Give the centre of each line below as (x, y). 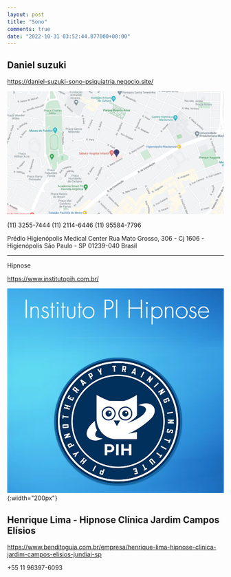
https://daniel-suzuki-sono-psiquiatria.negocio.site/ (80, 82)
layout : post (26, 14)
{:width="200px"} (32, 498)
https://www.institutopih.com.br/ (53, 279)
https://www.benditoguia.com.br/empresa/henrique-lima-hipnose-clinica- (112, 547)
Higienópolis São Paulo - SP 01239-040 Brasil (72, 246)
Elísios (22, 531)
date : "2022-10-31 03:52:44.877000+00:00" (69, 36)
